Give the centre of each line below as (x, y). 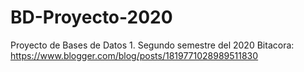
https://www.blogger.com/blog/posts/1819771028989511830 (134, 55)
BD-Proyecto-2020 (91, 17)
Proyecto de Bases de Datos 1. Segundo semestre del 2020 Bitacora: (152, 45)
